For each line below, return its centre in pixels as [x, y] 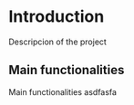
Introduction [57, 17]
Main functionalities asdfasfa [63, 91]
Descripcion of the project [57, 42]
